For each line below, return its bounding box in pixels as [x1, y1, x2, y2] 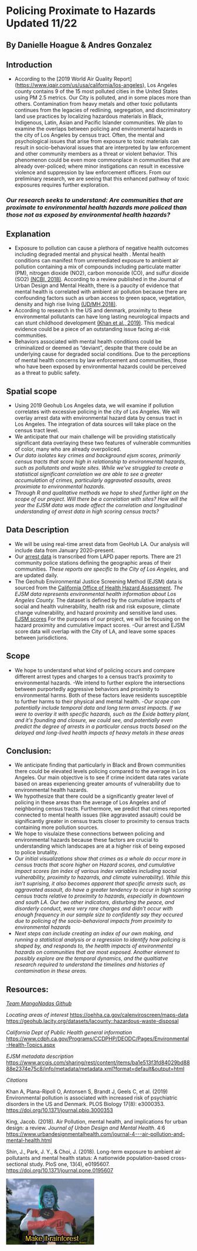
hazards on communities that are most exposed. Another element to [14, 949, 180, 956]
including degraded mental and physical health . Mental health [14, 251, 165, 258]
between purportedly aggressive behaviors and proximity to [14, 685, 159, 692]
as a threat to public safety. [14, 369, 81, 376]
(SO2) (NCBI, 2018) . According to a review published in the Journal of [14, 276, 183, 283]
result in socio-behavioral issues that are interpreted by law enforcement [14, 144, 191, 151]
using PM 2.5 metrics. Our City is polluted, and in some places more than [14, 94, 191, 101]
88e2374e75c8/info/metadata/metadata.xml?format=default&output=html [6, 1065, 185, 1073]
